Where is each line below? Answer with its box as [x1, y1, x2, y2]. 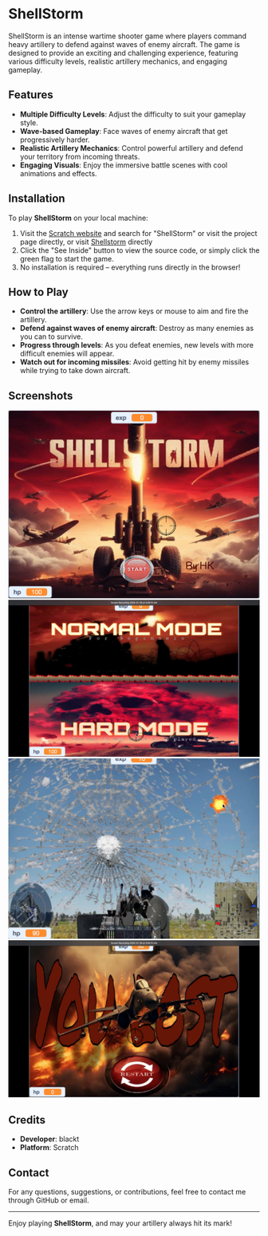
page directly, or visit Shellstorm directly [19, 237, 153, 246]
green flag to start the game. [19, 254, 114, 263]
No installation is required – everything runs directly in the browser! [19, 262, 241, 272]
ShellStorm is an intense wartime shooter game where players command [8, 31, 247, 41]
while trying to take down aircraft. [19, 366, 131, 376]
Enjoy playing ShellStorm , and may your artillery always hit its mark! [8, 1218, 233, 1228]
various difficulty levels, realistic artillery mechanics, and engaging [8, 57, 227, 66]
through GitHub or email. [8, 1195, 89, 1205]
